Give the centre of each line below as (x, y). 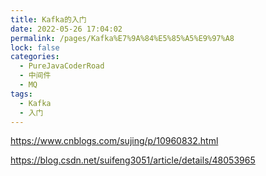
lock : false (35, 47)
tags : (21, 94)
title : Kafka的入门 (48, 19)
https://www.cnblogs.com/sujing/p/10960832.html (114, 141)
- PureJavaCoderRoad (62, 66)
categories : (35, 57)
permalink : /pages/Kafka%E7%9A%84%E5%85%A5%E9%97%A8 (122, 38)
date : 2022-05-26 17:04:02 (66, 29)
